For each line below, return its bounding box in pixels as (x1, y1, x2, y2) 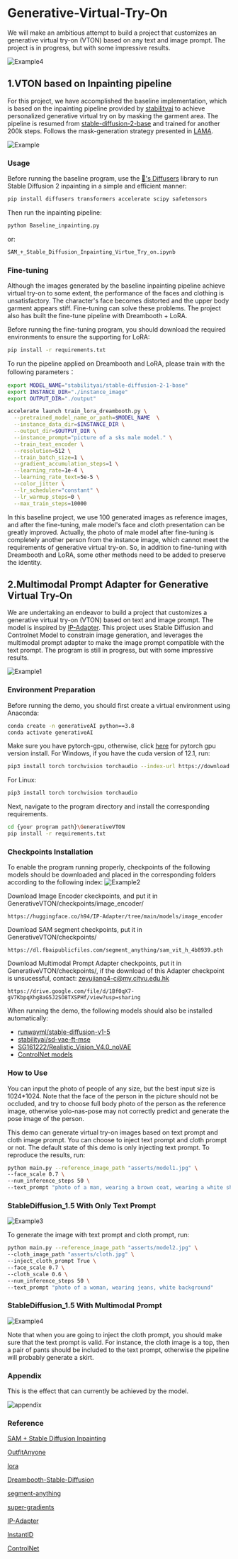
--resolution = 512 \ (13, 447, 72, 454)
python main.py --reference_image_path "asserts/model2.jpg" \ (7, 1244, 198, 1251)
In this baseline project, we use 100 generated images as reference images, (7, 512, 228, 522)
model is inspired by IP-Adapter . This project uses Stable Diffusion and (7, 624, 214, 632)
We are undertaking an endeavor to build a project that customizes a (7, 608, 208, 617)
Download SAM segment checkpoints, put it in (7, 925, 143, 934)
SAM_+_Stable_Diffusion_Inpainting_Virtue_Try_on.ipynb (7, 248, 176, 256)
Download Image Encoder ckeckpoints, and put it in (7, 891, 158, 901)
